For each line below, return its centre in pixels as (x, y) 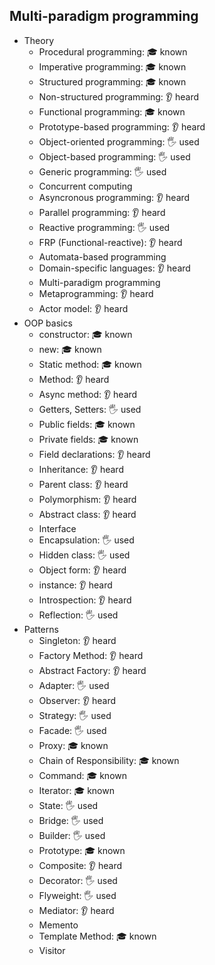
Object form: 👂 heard (82, 570)
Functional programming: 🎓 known (112, 111)
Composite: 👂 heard (80, 865)
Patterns (41, 629)
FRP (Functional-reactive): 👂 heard (110, 242)
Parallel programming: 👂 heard (102, 212)
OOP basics (48, 323)
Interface (57, 528)
